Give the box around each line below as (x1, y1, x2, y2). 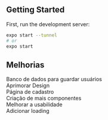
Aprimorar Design (6, 82, 50, 89)
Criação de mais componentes (6, 95, 82, 102)
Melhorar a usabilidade (6, 101, 63, 108)
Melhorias (6, 60, 45, 70)
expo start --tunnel (6, 32, 58, 38)
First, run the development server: (6, 20, 90, 27)
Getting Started (6, 5, 65, 15)
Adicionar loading (6, 107, 50, 115)
